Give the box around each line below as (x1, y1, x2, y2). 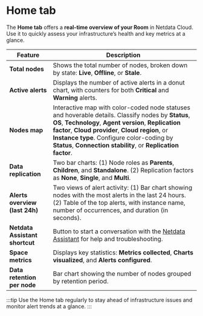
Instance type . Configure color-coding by (53, 134, 173, 142)
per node (9, 280, 36, 289)
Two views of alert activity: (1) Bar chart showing (53, 183, 193, 192)
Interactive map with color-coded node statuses (53, 103, 190, 112)
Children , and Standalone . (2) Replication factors (53, 166, 194, 174)
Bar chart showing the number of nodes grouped (53, 269, 192, 278)
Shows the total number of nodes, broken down (53, 61, 188, 69)
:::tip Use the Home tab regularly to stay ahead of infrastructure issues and (6, 296, 193, 303)
